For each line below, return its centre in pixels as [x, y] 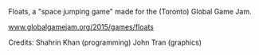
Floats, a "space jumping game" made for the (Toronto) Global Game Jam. [130, 12]
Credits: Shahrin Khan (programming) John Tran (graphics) [105, 42]
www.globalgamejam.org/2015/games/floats [81, 27]
